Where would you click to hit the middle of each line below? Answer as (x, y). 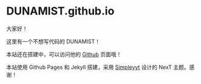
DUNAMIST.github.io (60, 11)
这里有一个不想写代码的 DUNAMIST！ (53, 41)
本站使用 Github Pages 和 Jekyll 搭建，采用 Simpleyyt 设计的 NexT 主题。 (98, 67)
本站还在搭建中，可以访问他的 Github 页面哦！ (64, 54)
